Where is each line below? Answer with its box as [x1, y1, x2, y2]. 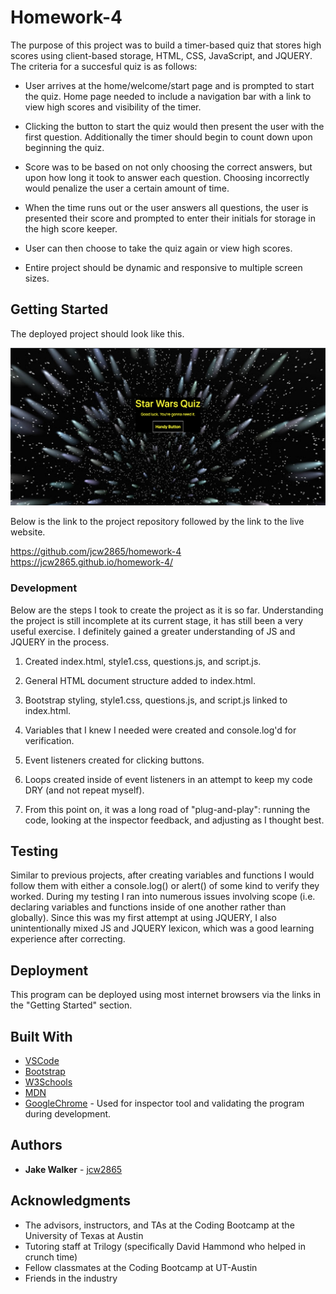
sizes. [24, 272, 50, 284]
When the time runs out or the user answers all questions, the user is [24, 201, 309, 213]
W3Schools [24, 1076, 73, 1088]
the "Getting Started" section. [10, 999, 133, 1011]
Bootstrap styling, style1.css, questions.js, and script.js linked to [24, 694, 288, 706]
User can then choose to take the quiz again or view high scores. [24, 242, 293, 254]
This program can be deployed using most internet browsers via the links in [10, 989, 322, 1001]
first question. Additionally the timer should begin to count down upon [24, 131, 313, 143]
